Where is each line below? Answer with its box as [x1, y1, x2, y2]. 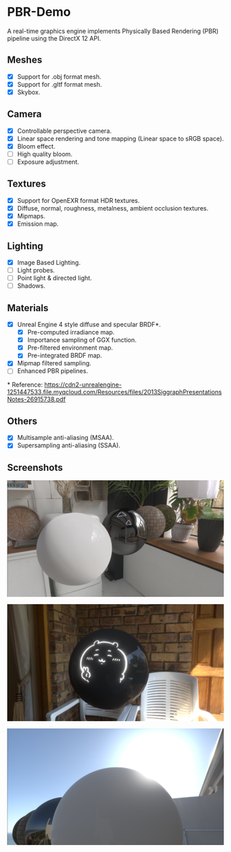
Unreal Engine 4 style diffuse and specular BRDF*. [16, 321, 162, 328]
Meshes [7, 54, 43, 66]
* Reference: [7, 381, 43, 389]
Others [7, 415, 38, 427]
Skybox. [16, 87, 41, 96]
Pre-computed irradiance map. [27, 328, 115, 337]
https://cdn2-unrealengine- [44, 381, 122, 389]
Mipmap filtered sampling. [16, 359, 91, 368]
